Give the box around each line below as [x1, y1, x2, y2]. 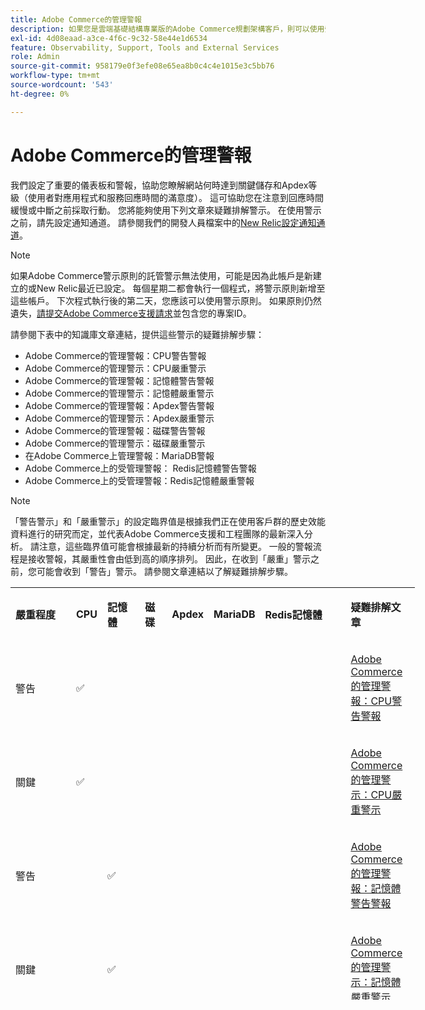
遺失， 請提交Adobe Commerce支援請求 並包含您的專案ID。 [10, 307, 252, 319]
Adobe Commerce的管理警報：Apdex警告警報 [24, 399, 215, 411]
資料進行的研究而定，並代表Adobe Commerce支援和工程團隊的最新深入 [10, 527, 305, 540]
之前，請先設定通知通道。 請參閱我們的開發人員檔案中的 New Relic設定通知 [10, 216, 317, 228]
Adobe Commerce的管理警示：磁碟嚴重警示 [24, 437, 206, 449]
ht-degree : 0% [10, 89, 70, 99]
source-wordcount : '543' [10, 80, 114, 90]
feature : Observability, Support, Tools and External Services [10, 42, 280, 53]
